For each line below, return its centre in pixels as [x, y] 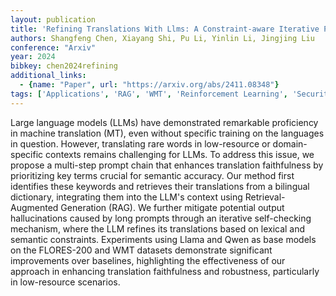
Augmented [34, 207]
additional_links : [48, 76]
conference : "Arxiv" [53, 47]
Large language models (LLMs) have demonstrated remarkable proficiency [164, 122]
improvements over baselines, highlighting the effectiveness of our [148, 260]
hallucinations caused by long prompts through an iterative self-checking [161, 218]
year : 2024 [33, 57]
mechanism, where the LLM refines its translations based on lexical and [158, 228]
